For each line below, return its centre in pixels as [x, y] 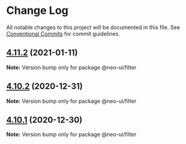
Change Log [37, 11]
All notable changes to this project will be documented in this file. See [93, 27]
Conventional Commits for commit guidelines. [63, 33]
